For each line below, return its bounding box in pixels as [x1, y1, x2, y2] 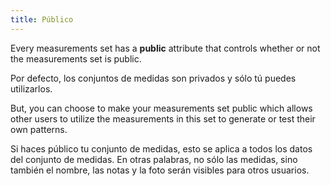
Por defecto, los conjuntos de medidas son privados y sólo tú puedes [10, 72, 297, 84]
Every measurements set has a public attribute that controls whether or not [10, 42, 321, 54]
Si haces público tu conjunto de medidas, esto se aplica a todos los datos [10, 142, 313, 155]
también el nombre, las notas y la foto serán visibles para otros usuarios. [10, 164, 310, 176]
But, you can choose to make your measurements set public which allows [10, 102, 313, 114]
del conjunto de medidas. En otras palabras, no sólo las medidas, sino [10, 153, 298, 165]
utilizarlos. [10, 82, 53, 95]
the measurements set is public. [10, 52, 142, 65]
